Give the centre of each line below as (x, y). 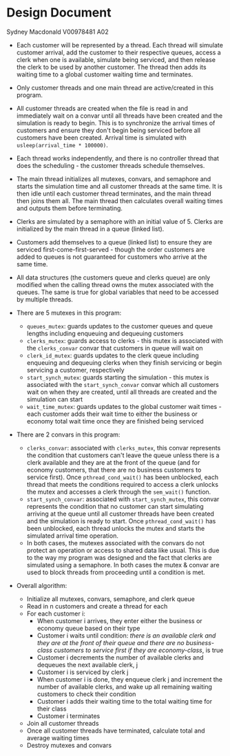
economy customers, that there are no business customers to (114, 470)
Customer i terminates (69, 716)
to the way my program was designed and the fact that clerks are (119, 557)
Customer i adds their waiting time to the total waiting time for (125, 701)
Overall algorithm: (42, 585)
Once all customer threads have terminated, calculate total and (116, 731)
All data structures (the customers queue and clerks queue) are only (113, 277)
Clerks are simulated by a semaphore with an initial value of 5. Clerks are (119, 221)
